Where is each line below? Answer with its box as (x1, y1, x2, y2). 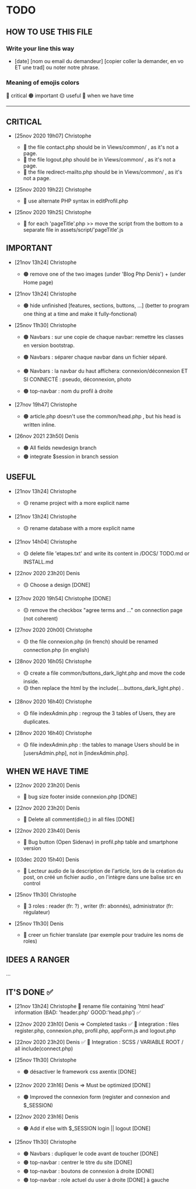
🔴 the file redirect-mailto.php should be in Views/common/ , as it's (23, 168, 183, 176)
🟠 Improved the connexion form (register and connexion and (23, 1094, 170, 1101)
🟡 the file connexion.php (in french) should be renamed (23, 638, 159, 645)
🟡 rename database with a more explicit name (23, 524, 135, 531)
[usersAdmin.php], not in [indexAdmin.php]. (23, 750, 129, 757)
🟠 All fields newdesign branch (23, 444, 97, 451)
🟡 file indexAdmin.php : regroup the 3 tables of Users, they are (23, 709, 176, 717)
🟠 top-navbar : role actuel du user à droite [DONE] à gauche (23, 1177, 169, 1184)
